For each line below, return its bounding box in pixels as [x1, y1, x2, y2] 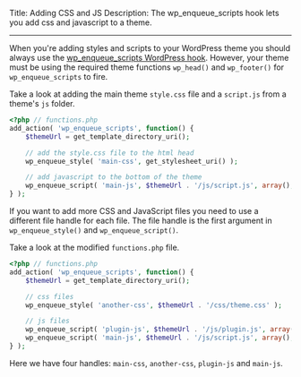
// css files [25, 292, 74, 301]
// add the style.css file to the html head [25, 148, 194, 158]
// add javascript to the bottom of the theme [25, 173, 202, 182]
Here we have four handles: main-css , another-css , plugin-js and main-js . [9, 357, 284, 368]
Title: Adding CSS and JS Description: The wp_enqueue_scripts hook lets [9, 8, 279, 18]
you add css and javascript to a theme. [9, 17, 152, 28]
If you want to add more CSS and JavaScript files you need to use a [9, 206, 259, 216]
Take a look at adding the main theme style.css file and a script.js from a [9, 89, 287, 99]
